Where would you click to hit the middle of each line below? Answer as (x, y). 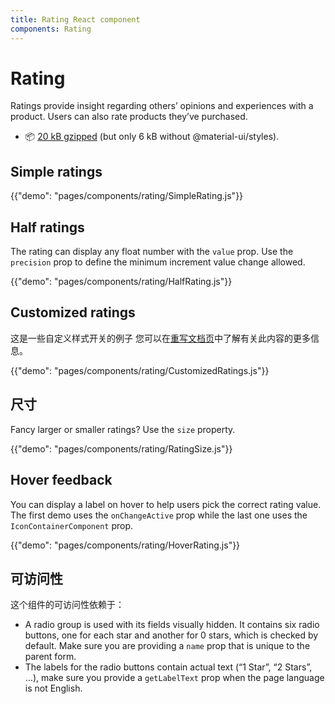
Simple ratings (56, 171)
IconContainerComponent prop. (72, 525)
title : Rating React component (75, 19)
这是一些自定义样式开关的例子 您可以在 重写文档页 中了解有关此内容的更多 (160, 338)
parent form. (50, 657)
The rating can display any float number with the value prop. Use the (152, 252)
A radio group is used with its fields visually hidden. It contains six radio (172, 625)
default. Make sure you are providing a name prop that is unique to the (167, 646)
